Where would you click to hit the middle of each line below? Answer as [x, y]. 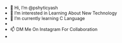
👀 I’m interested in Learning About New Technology [64, 13]
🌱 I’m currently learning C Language [47, 18]
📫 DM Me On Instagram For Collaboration [54, 29]
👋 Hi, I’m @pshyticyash [34, 8]
